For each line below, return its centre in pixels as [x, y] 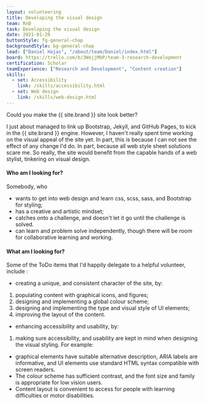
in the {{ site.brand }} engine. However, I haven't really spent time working [100, 133]
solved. [24, 224]
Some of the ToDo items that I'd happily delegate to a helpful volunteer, [96, 265]
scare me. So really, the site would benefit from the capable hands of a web [102, 152]
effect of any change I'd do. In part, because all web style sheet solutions [99, 146]
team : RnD [19, 23]
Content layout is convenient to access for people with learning [95, 389]
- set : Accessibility [39, 80]
